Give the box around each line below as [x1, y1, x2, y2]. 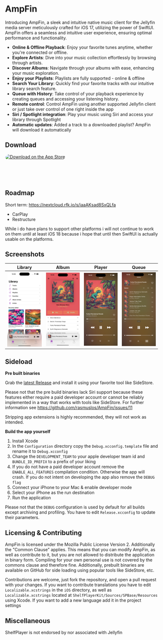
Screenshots [5, 250, 45, 258]
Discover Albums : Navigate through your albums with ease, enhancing [12, 65, 154, 71]
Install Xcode [12, 438, 38, 444]
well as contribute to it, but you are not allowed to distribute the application [5, 552, 155, 558]
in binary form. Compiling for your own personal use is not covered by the [5, 557, 153, 563]
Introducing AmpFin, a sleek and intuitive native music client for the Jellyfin [5, 19, 155, 25]
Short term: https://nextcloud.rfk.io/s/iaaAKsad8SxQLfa [5, 202, 116, 207]
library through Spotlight [12, 117, 61, 122]
